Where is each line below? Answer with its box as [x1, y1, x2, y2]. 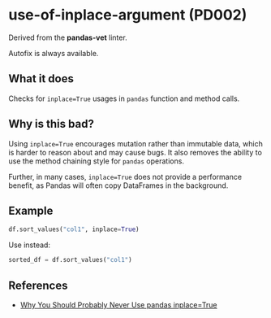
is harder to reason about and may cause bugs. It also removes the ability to [8, 147, 262, 157]
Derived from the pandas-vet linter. [8, 33, 127, 42]
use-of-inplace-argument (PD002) [8, 6, 247, 24]
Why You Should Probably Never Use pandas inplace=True [19, 299, 217, 310]
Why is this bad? [8, 117, 95, 131]
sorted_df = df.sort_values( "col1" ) [8, 256, 132, 264]
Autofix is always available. [8, 48, 99, 58]
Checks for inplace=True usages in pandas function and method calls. [8, 94, 240, 103]
